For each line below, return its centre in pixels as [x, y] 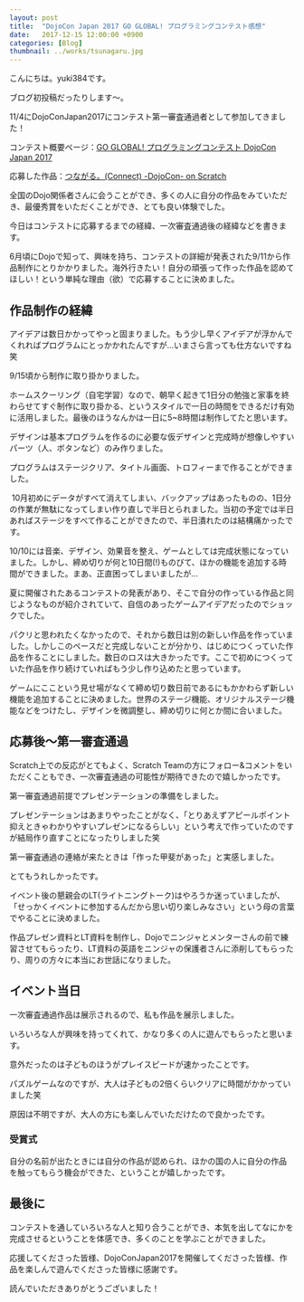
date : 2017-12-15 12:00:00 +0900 [76, 34]
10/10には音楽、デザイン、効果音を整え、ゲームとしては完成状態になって [145, 551]
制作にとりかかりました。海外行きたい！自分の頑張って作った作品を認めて [156, 268]
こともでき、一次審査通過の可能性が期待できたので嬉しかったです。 [159, 776]
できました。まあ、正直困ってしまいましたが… [112, 573]
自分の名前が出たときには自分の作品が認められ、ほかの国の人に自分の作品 [148, 1161]
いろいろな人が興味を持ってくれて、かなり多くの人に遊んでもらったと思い [147, 1033]
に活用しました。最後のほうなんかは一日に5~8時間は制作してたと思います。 [151, 417]
